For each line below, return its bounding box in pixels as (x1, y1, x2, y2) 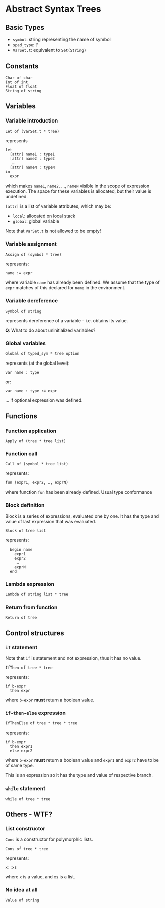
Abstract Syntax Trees (5, 3, 102, 15)
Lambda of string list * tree (5, 592, 69, 597)
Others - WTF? (5, 810, 53, 818)
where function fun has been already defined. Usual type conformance (5, 489, 152, 495)
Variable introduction (5, 117, 58, 124)
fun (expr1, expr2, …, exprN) (5, 480, 69, 486)
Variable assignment (5, 240, 57, 248)
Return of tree (5, 615, 37, 620)
